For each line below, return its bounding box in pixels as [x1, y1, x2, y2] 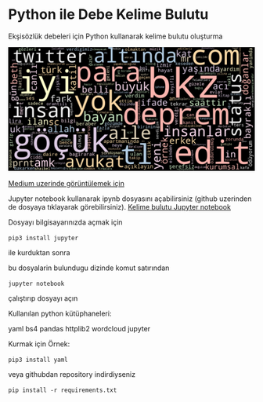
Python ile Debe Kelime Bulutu [8, 5, 209, 24]
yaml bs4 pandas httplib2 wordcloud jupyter [8, 323, 151, 333]
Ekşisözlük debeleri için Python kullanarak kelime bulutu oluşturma [8, 31, 223, 41]
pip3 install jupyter [8, 234, 79, 242]
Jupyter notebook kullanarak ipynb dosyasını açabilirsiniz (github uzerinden [8, 194, 252, 203]
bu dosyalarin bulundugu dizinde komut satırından [8, 263, 170, 272]
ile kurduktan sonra [8, 247, 70, 257]
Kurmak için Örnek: [8, 339, 70, 349]
